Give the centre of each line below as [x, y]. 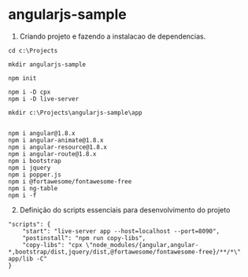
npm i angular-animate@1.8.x [56, 140]
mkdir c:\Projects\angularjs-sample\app [76, 113]
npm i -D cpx [30, 92]
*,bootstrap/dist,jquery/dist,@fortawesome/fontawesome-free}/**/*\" [125, 252]
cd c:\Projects [33, 50]
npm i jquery [30, 168]
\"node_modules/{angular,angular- [142, 245]
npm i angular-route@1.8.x [52, 154]
